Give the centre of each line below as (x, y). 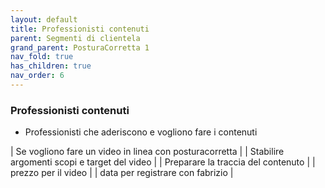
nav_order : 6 (37, 76)
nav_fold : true (42, 57)
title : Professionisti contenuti (80, 29)
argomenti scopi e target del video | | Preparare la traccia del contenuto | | (163, 162)
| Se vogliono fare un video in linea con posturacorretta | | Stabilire (147, 152)
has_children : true (51, 66)
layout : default (44, 19)
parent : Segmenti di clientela (75, 38)
